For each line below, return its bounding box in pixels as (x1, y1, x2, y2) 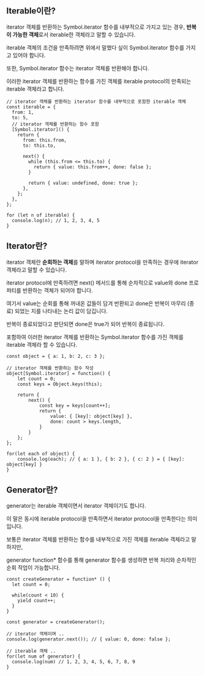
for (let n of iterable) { (6, 212, 75, 218)
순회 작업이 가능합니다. (6, 564, 61, 571)
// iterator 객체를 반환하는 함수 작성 (6, 365, 94, 371)
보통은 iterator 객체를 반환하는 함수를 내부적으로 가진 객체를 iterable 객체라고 (6, 536, 190, 543)
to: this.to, (22, 143, 56, 149)
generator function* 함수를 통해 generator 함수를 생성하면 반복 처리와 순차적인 (6, 556, 197, 564)
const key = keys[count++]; (39, 403, 111, 409)
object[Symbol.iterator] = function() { (6, 370, 111, 376)
